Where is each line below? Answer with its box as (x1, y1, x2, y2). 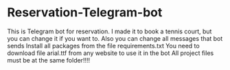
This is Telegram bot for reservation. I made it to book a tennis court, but (7, 27, 212, 35)
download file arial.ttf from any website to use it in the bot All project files (7, 49, 214, 57)
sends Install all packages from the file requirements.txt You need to (7, 41, 200, 50)
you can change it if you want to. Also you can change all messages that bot (7, 34, 223, 42)
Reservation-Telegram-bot (7, 5, 163, 20)
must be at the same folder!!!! (7, 56, 91, 64)
